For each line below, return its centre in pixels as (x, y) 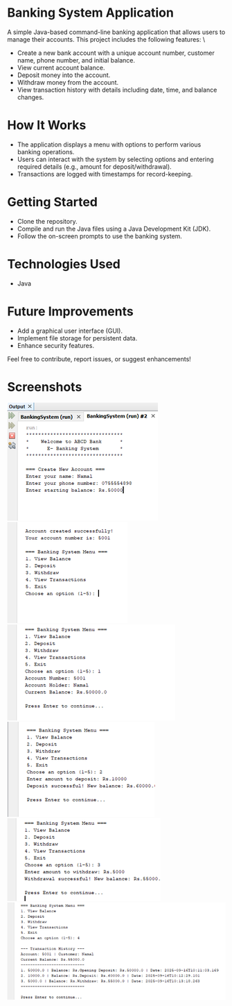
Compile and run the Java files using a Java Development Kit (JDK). (114, 229)
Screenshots (45, 387)
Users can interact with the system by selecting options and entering (115, 159)
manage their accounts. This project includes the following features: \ (106, 39)
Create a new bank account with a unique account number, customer (116, 53)
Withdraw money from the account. (68, 82)
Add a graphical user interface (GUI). (70, 331)
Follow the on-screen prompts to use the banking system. (99, 236)
